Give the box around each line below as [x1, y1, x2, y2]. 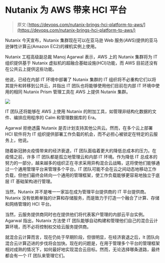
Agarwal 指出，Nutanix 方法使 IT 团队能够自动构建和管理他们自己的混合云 [5, 217, 154, 223]
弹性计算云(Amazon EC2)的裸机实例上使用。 [9, 43, 99, 49]
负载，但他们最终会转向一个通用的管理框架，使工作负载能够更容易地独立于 [5, 172, 156, 178]
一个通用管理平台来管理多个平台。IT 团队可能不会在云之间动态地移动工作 [9, 166, 157, 172]
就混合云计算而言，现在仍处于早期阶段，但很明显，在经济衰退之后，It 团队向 [5, 234, 160, 240]
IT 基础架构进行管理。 [10, 178, 55, 184]
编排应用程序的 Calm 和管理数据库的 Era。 [13, 114, 99, 120]
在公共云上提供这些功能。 [5, 66, 57, 72]
